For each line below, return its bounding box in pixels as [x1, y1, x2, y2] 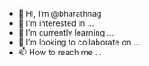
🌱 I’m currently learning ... [17, 28, 115, 37]
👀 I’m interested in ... [17, 18, 95, 29]
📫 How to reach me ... [17, 47, 102, 57]
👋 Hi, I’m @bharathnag [17, 9, 102, 19]
